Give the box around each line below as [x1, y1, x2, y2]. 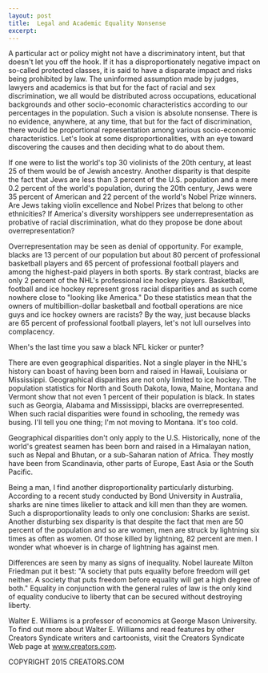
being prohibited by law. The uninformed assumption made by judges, [8, 74, 239, 84]
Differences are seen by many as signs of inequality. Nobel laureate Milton [8, 558, 254, 568]
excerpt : [8, 26, 38, 34]
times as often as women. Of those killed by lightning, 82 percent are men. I [8, 534, 258, 544]
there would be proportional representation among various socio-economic [8, 125, 257, 135]
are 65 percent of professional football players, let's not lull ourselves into [8, 318, 251, 328]
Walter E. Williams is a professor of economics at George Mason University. [8, 616, 258, 626]
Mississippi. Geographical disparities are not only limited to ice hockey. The [8, 375, 257, 385]
